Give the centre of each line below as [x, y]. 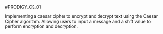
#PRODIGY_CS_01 [23, 7]
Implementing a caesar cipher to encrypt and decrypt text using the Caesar [81, 16]
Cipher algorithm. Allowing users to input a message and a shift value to [78, 21]
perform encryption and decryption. [41, 26]
